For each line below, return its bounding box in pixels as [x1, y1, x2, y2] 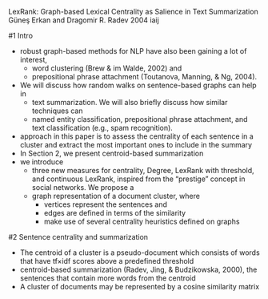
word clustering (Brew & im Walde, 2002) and [31, 63, 182, 73]
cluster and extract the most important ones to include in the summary [19, 140, 253, 149]
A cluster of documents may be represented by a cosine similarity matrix [19, 282, 260, 291]
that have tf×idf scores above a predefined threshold [19, 257, 194, 265]
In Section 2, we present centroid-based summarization [19, 148, 204, 158]
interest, [19, 55, 48, 64]
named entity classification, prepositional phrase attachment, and [31, 115, 248, 123]
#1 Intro [8, 31, 34, 40]
